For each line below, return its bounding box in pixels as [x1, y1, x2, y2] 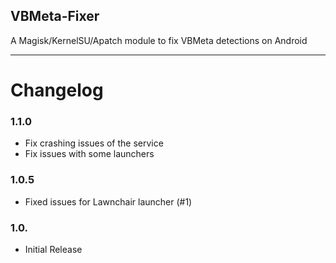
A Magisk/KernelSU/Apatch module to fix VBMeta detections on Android [10, 34, 308, 46]
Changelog [10, 79, 104, 101]
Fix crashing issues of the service [24, 137, 164, 149]
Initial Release [24, 243, 83, 255]
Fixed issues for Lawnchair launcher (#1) [24, 195, 193, 208]
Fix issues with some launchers [24, 148, 155, 160]
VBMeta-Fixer [10, 8, 100, 25]
